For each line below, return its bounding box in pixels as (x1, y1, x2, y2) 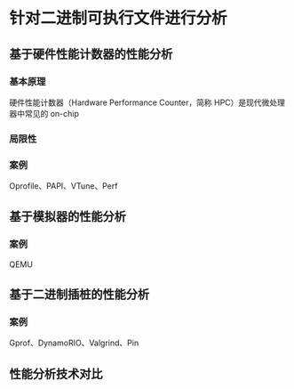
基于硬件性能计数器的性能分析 (9, 46, 173, 61)
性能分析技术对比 (9, 366, 103, 381)
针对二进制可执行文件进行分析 (9, 8, 228, 28)
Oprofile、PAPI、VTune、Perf (9, 181, 118, 191)
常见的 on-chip (24, 108, 80, 118)
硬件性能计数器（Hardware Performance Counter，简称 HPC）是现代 (9, 97, 262, 108)
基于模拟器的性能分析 (9, 209, 126, 224)
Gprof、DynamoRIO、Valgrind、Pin (9, 337, 139, 348)
